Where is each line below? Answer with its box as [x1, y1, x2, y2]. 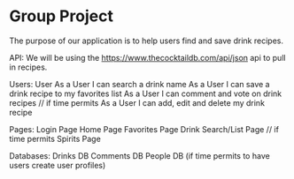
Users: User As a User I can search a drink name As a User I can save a [9, 78, 270, 89]
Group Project [9, 6, 113, 26]
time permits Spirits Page [9, 133, 102, 144]
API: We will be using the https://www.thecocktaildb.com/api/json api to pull [9, 52, 286, 63]
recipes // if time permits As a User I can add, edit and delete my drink [9, 97, 266, 108]
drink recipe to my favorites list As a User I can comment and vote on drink [9, 88, 282, 99]
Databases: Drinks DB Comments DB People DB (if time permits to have [9, 150, 270, 160]
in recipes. [9, 62, 48, 72]
